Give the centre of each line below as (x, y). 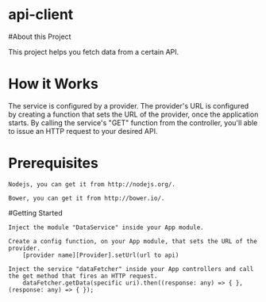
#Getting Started (35, 212)
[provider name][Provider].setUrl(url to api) (101, 255)
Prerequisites (54, 163)
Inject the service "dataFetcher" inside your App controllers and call (131, 269)
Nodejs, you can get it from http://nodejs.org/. (92, 184)
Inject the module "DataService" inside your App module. (106, 227)
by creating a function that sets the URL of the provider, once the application (133, 114)
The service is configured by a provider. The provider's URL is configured (129, 105)
